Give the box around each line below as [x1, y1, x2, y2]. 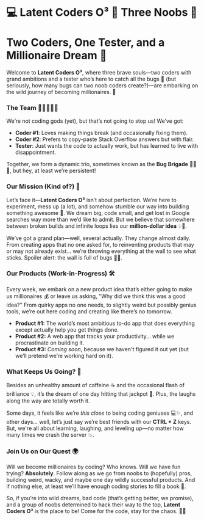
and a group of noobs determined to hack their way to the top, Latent [6, 501, 181, 508]
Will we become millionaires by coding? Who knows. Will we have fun [6, 463, 181, 471]
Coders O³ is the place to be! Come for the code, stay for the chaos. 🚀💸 [6, 508, 186, 515]
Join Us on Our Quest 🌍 [6, 447, 79, 456]
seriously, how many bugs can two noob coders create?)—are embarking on [6, 81, 199, 89]
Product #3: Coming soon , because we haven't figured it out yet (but [15, 345, 189, 352]
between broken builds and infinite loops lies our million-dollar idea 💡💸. [6, 222, 187, 230]
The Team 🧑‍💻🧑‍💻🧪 [6, 103, 59, 112]
